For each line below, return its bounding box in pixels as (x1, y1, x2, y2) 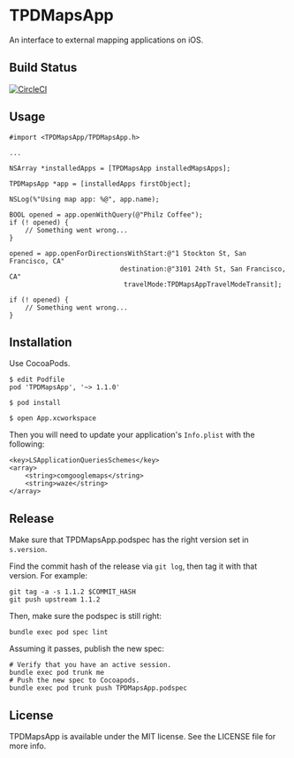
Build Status (9, 60, 78, 75)
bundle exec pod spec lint (9, 628, 109, 637)
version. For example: (9, 570, 88, 581)
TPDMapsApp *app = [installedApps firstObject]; (9, 179, 192, 188)
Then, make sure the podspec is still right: (9, 611, 162, 622)
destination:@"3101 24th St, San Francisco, (119, 264, 287, 273)
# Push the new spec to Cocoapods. (9, 676, 140, 685)
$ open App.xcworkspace (9, 414, 97, 423)
